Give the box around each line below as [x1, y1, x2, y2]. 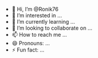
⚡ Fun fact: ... [11, 46, 45, 53]
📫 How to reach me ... [11, 31, 67, 38]
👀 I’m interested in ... [11, 12, 62, 19]
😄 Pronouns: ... [11, 40, 50, 47]
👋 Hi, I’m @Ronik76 [11, 6, 59, 12]
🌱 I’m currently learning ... [11, 18, 75, 25]
